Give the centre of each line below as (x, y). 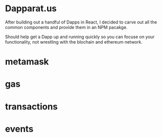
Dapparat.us (31, 9)
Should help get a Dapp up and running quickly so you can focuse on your (80, 37)
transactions (31, 106)
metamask (27, 62)
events (19, 129)
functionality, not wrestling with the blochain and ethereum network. (74, 42)
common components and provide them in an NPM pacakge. (66, 27)
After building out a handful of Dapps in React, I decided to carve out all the (81, 22)
